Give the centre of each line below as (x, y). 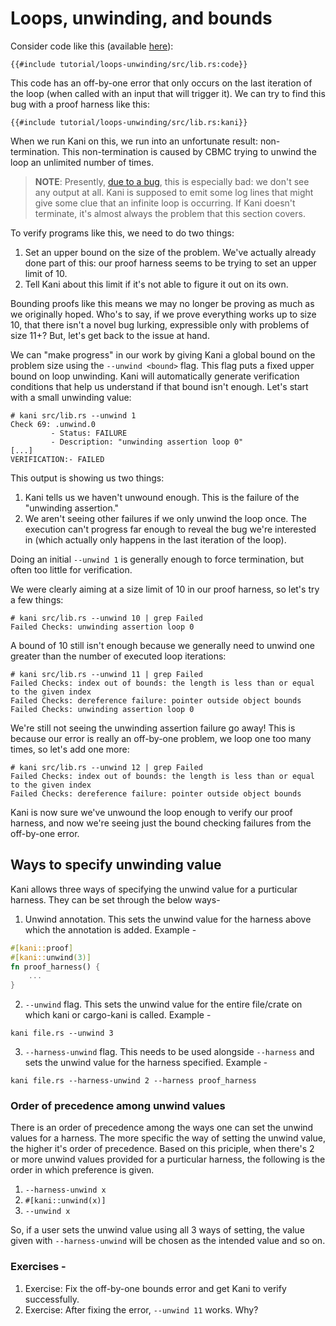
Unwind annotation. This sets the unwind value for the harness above (168, 919)
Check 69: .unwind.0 (53, 424)
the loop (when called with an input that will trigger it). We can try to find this (168, 93)
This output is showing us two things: (87, 478)
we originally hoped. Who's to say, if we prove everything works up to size (163, 314)
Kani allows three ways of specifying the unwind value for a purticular (154, 889)
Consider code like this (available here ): (92, 46)
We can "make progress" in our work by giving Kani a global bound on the (163, 354)
